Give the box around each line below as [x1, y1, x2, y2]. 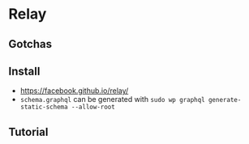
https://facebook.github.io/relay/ [19, 86, 129, 95]
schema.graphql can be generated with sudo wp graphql [19, 95, 205, 104]
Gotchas [8, 37, 53, 51]
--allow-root [71, 103, 115, 112]
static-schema [19, 103, 68, 112]
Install [8, 64, 41, 78]
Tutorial [8, 125, 49, 138]
